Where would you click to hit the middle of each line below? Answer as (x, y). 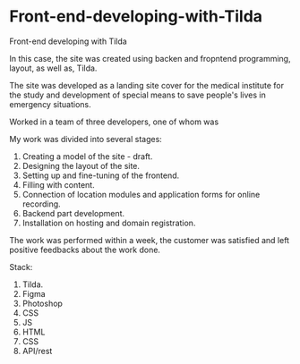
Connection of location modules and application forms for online (141, 194)
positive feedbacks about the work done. (85, 250)
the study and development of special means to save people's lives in (137, 95)
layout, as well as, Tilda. (53, 68)
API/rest (37, 351)
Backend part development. (73, 213)
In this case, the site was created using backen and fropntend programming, (150, 58)
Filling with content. (59, 184)
